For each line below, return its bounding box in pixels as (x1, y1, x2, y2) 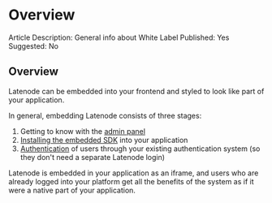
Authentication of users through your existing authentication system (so (19, 144, 261, 153)
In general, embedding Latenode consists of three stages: (8, 110, 202, 120)
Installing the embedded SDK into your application (19, 135, 188, 145)
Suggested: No (8, 41, 59, 50)
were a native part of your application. (8, 185, 136, 195)
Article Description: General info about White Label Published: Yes (8, 32, 230, 42)
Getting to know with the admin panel (19, 126, 146, 136)
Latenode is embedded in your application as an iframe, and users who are (8, 168, 259, 178)
